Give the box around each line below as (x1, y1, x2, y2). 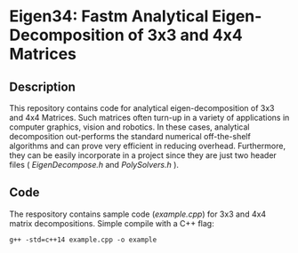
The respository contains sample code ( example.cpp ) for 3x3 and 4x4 (9, 209, 267, 219)
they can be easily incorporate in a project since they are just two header (9, 150, 278, 161)
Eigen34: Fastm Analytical (9, 6, 209, 27)
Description (9, 79, 76, 94)
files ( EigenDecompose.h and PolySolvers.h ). (9, 160, 180, 170)
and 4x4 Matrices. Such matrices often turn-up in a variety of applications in (9, 113, 290, 123)
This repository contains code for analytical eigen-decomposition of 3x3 (9, 103, 275, 113)
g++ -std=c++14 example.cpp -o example (9, 235, 157, 244)
